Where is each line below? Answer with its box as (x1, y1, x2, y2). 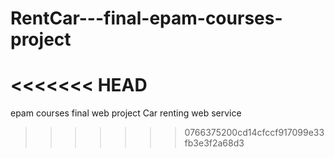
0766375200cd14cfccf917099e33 (184, 127, 325, 139)
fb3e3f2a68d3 (184, 137, 245, 149)
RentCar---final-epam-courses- (10, 7, 283, 30)
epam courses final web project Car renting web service (10, 107, 242, 119)
